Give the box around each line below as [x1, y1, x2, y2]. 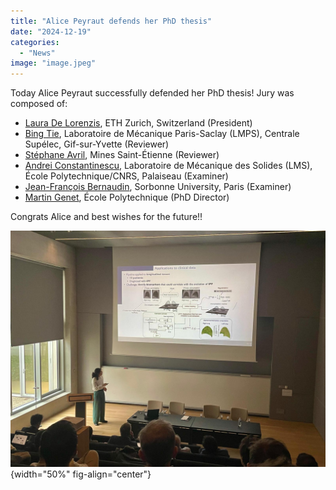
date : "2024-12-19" [10, 26, 92, 37]
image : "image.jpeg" [10, 58, 97, 69]
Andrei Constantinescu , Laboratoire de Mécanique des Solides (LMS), [24, 160, 313, 172]
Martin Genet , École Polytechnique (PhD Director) [24, 191, 230, 204]
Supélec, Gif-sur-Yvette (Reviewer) [24, 138, 170, 150]
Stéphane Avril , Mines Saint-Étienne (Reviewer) [24, 149, 220, 161]
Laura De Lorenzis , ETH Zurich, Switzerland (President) [24, 117, 253, 129]
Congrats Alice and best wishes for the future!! [10, 211, 203, 223]
